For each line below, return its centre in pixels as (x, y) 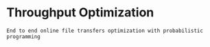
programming (23, 36)
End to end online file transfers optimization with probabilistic (105, 31)
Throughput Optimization (80, 13)
